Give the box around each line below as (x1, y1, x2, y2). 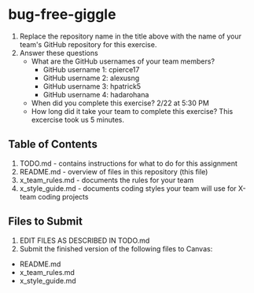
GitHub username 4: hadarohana (42, 90, 149, 99)
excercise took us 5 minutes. (31, 115, 124, 124)
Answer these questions (19, 48, 98, 57)
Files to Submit (8, 214, 83, 229)
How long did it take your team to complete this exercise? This (31, 106, 234, 115)
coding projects (38, 192, 89, 201)
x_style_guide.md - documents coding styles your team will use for (19, 183, 237, 193)
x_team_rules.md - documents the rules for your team (19, 175, 194, 185)
